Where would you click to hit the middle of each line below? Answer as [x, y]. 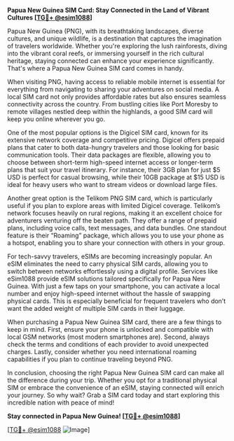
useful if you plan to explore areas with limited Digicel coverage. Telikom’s [114, 205]
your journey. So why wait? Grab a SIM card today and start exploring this [113, 395]
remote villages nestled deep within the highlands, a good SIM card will [110, 112]
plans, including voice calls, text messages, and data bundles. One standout [117, 228]
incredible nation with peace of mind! [61, 402]
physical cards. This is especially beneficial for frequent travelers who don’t [117, 301]
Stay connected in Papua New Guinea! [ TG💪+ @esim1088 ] [94, 416]
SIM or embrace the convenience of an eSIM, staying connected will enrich [116, 387]
